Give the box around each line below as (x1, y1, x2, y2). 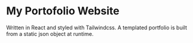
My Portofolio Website (6, 4, 120, 18)
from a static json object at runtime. (6, 30, 94, 37)
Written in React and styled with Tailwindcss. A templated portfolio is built (6, 24, 187, 31)
